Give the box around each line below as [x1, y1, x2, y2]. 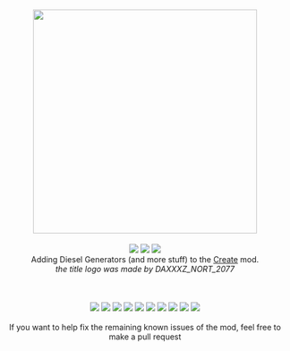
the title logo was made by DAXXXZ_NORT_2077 [55, 263, 235, 274]
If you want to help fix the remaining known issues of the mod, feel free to [9, 321, 281, 332]
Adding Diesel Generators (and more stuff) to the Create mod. [30, 253, 260, 264]
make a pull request [108, 331, 182, 342]
